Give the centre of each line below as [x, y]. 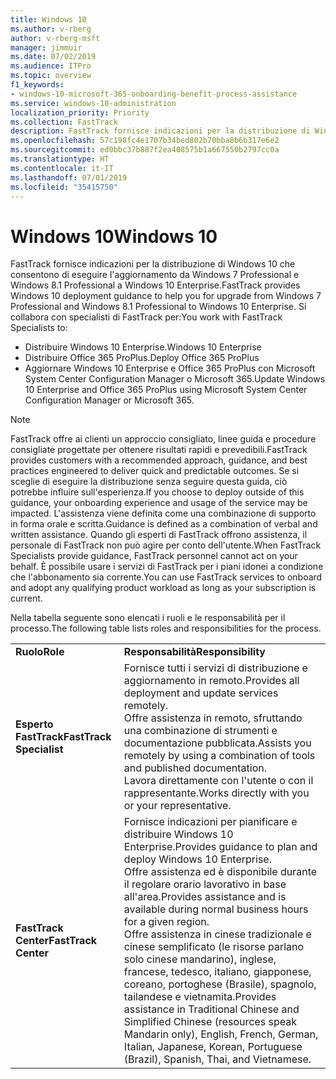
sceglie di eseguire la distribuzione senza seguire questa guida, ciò [149, 482]
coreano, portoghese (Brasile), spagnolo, [220, 984]
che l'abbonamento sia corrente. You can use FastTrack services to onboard [166, 577]
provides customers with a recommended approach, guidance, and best [159, 460]
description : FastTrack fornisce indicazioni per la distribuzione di [160, 131]
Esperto [34, 724]
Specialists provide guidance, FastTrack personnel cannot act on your [154, 556]
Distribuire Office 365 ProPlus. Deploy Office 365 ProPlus [142, 358]
